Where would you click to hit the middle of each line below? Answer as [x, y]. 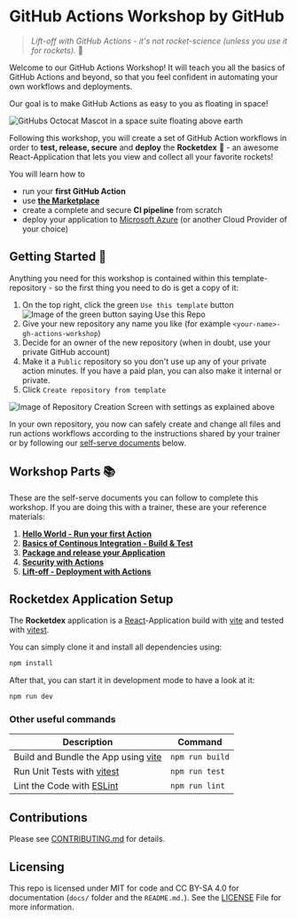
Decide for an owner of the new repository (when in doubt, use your [146, 342]
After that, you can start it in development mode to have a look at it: [132, 680]
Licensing [37, 867]
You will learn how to [47, 174]
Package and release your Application [94, 553]
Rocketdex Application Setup [91, 599]
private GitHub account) [66, 351]
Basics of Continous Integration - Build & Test [107, 543]
